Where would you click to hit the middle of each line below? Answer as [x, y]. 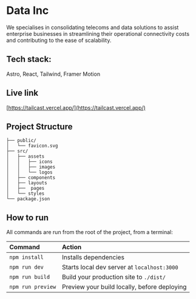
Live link [22, 93]
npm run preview [33, 287]
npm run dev [27, 267]
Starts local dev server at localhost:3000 [120, 267]
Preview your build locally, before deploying [124, 287]
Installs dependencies [93, 257]
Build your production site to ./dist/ [113, 277]
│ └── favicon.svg [32, 146]
